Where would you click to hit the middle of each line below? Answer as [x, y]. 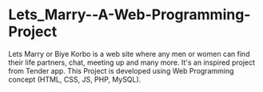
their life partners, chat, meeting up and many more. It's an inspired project [132, 62]
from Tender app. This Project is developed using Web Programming [121, 70]
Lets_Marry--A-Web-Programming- [130, 15]
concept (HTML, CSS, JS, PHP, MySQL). [75, 79]
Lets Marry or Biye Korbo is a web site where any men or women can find [129, 54]
